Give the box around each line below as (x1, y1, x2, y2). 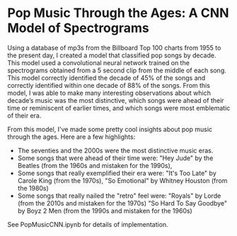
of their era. (7, 111, 42, 120)
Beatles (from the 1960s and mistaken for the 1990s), (17, 161, 173, 169)
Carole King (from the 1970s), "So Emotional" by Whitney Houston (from (17, 176, 228, 185)
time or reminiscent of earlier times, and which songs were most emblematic (7, 103, 231, 112)
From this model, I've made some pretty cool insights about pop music (7, 125, 213, 133)
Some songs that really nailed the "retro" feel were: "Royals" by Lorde (17, 191, 221, 200)
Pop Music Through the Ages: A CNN (7, 5, 229, 21)
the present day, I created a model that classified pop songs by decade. (7, 51, 217, 60)
